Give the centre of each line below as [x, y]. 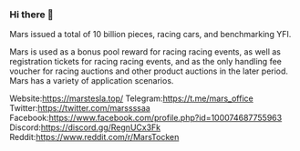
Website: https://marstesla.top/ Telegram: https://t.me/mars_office [131, 98]
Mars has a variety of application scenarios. [92, 81]
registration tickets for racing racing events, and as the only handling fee [146, 62]
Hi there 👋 [32, 15]
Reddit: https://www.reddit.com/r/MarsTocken [94, 137]
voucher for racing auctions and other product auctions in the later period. [149, 71]
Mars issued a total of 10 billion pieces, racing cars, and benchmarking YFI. [150, 35]
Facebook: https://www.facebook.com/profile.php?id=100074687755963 [146, 118]
